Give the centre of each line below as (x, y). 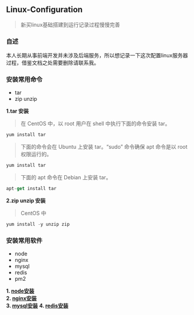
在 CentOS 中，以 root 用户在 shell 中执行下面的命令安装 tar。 (96, 124)
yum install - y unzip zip (38, 224)
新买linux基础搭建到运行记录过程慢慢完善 (70, 24)
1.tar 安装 (18, 111)
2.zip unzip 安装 (26, 201)
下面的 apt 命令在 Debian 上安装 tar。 (66, 178)
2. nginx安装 (22, 298)
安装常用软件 (24, 240)
